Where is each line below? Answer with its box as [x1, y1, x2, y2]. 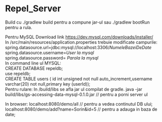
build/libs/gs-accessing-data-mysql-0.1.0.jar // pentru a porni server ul [5, 91, 148, 97]
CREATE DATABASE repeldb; [5, 65, 63, 71]
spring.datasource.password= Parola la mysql [5, 55, 99, 61]
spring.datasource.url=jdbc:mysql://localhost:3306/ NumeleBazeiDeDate [5, 44, 152, 50]
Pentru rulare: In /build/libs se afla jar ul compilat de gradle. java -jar [5, 86, 142, 92]
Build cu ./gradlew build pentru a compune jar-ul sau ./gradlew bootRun [5, 19, 150, 25]
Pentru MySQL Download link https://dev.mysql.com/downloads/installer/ [5, 34, 154, 40]
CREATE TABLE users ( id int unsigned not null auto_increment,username [5, 76, 153, 82]
